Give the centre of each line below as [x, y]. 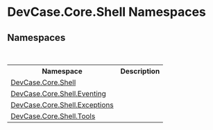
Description [140, 71]
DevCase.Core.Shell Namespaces [107, 12]
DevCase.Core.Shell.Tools [53, 116]
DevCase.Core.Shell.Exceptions [62, 105]
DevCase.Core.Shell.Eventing [58, 94]
